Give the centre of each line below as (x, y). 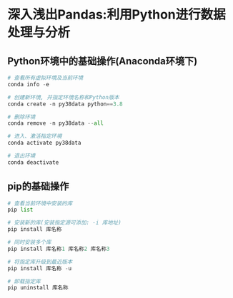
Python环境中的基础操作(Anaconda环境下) (103, 61)
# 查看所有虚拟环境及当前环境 (45, 78)
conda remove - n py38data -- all (55, 123)
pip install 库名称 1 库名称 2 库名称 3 (59, 249)
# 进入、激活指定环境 (35, 136)
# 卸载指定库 (24, 281)
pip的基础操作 (38, 186)
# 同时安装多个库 (29, 242)
